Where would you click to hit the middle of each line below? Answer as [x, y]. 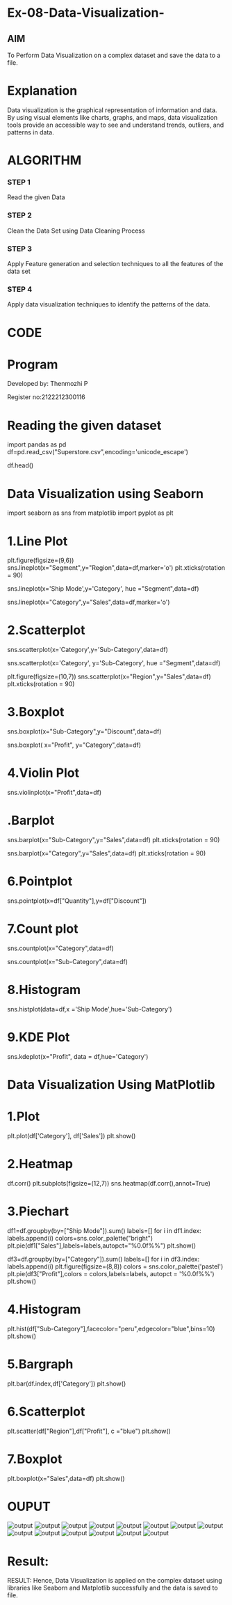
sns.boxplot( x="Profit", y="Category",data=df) [74, 745]
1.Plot [24, 1117]
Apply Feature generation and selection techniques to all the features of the [115, 264]
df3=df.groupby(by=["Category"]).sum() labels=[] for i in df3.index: [103, 1259]
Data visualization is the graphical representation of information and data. [112, 110]
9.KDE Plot [39, 1037]
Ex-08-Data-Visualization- [86, 13]
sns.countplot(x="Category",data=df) [61, 948]
